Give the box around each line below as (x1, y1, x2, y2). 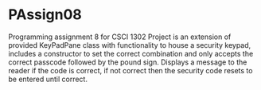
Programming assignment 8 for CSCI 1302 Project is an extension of (8, 32, 232, 41)
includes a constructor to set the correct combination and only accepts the (8, 49, 254, 58)
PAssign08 (8, 6, 82, 24)
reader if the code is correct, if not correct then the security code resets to (8, 65, 253, 75)
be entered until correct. (8, 74, 88, 84)
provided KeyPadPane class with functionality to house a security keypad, (8, 40, 251, 49)
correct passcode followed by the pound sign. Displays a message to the (8, 57, 247, 67)
